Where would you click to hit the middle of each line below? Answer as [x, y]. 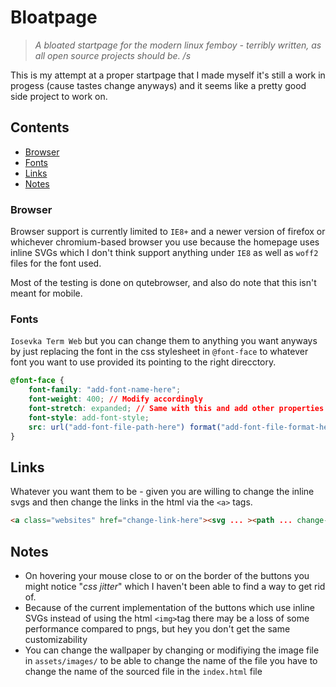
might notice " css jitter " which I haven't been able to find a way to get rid [175, 586]
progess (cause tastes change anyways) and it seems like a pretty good [158, 85]
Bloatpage [54, 17]
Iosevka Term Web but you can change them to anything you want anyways [164, 341]
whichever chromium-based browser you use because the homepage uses [165, 242]
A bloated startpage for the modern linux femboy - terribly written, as [178, 45]
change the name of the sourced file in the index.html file [143, 671]
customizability [56, 639]
